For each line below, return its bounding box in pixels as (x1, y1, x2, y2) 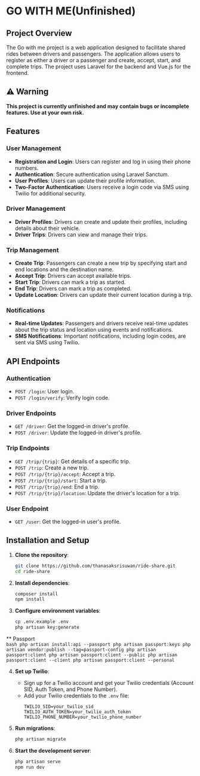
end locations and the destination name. (14, 266, 114, 273)
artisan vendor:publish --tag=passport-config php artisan (6, 647, 156, 653)
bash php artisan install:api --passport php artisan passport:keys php (6, 642, 191, 648)
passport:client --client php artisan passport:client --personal (6, 657, 175, 663)
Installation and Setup (6, 535, 90, 545)
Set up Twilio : (14, 668, 50, 675)
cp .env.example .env (14, 619, 69, 625)
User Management (6, 144, 61, 153)
